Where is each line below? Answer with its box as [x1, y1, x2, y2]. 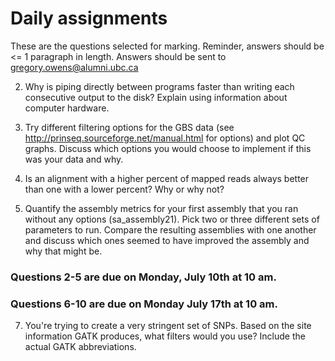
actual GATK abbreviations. [24, 341, 137, 353]
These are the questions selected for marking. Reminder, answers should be [10, 40, 325, 52]
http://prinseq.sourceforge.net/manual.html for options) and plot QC [24, 132, 306, 144]
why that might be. [24, 245, 103, 257]
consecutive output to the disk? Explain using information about [24, 91, 288, 103]
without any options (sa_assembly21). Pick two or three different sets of [24, 213, 320, 225]
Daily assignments [10, 7, 168, 30]
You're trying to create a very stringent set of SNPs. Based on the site [24, 320, 312, 332]
